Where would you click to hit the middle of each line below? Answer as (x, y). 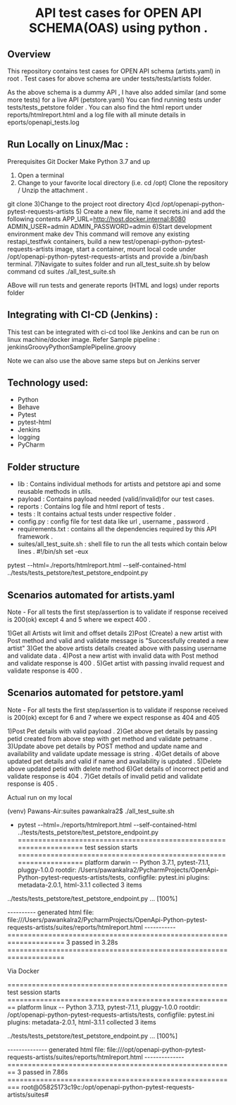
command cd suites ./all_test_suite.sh (62, 271)
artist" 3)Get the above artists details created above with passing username (117, 649)
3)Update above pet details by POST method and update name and (105, 746)
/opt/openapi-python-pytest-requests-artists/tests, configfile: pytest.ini (111, 1015)
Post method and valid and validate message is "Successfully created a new (118, 641)
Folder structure (44, 467)
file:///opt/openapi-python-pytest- (156, 1049)
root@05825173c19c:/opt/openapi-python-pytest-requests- (108, 1087)
